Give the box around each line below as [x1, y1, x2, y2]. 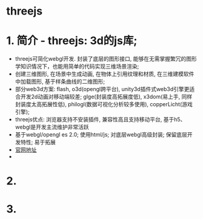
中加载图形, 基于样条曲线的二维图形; [15, 78, 105, 86]
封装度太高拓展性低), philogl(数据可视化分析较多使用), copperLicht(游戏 [15, 101, 193, 108]
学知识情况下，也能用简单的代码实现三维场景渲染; [15, 62, 139, 70]
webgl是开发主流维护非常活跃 [15, 123, 89, 131]
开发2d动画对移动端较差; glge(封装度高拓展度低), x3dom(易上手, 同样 [20, 93, 193, 101]
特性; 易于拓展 [20, 138, 56, 146]
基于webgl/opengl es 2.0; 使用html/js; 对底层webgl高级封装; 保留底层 [15, 131, 188, 138]
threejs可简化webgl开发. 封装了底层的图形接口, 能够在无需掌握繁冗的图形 [15, 55, 197, 62]
